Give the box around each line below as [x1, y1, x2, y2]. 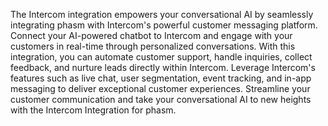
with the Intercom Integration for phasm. [10, 104, 177, 116]
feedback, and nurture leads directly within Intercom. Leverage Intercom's [10, 62, 316, 73]
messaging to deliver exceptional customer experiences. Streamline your [10, 83, 311, 94]
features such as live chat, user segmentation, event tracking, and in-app [10, 72, 312, 84]
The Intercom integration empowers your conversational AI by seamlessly [10, 9, 314, 20]
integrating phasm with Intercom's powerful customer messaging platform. [10, 19, 318, 31]
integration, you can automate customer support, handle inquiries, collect [10, 51, 313, 63]
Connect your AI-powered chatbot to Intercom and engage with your [10, 30, 293, 41]
